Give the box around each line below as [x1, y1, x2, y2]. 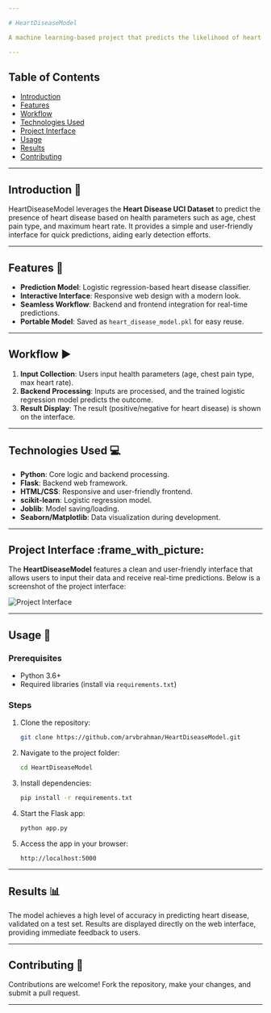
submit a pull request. [8, 988, 81, 998]
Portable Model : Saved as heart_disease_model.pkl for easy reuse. [19, 316, 244, 326]
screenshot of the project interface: [8, 582, 127, 592]
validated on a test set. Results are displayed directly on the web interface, [8, 919, 256, 928]
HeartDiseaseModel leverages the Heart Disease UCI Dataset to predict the [8, 204, 261, 214]
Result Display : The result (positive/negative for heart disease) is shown [19, 403, 261, 412]
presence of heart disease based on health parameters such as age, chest [8, 213, 256, 223]
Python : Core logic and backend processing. [19, 469, 169, 479]
